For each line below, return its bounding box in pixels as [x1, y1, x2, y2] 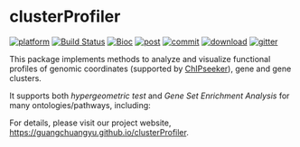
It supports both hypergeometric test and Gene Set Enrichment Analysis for [9, 90, 290, 101]
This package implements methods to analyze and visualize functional [9, 53, 271, 64]
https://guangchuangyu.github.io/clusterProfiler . [9, 126, 190, 137]
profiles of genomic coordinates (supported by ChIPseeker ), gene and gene [9, 63, 292, 74]
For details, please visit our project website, [9, 117, 172, 128]
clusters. [9, 72, 42, 83]
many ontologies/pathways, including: [9, 99, 151, 110]
